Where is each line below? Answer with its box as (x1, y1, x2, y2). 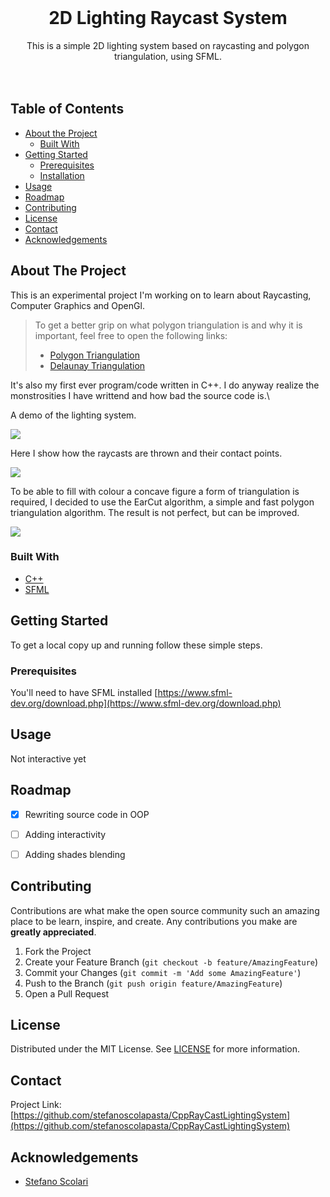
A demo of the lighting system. (10, 409, 137, 421)
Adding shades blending (24, 848, 126, 860)
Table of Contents (10, 101, 125, 118)
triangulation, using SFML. (114, 50, 222, 62)
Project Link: (10, 1099, 62, 1111)
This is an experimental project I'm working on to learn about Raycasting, (10, 289, 312, 301)
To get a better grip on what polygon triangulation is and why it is (34, 319, 303, 331)
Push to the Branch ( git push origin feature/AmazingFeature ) (24, 977, 283, 989)
